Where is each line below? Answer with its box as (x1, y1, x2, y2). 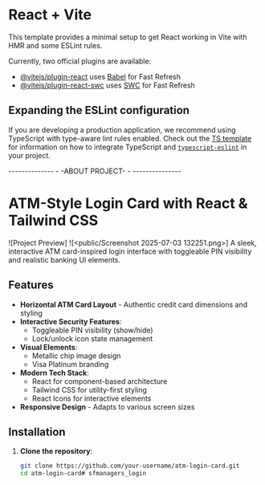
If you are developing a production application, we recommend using (8, 124, 236, 134)
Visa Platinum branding (31, 359, 109, 369)
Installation (8, 425, 66, 438)
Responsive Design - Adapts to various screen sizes (19, 401, 195, 411)
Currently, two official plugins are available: (8, 56, 152, 66)
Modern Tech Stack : (19, 368, 90, 377)
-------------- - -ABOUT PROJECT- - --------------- (8, 166, 181, 176)
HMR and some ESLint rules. (8, 40, 103, 50)
